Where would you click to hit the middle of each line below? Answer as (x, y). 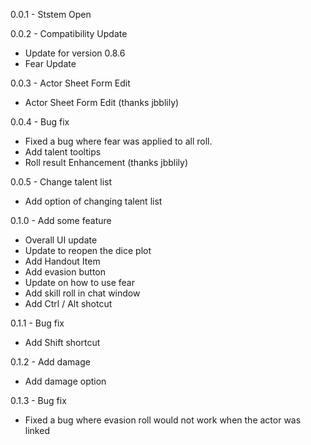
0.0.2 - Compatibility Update (69, 33)
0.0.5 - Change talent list (61, 182)
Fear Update (50, 63)
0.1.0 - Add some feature (61, 220)
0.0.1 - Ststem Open (51, 14)
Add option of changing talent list (93, 201)
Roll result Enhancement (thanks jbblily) (106, 162)
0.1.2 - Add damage (50, 362)
